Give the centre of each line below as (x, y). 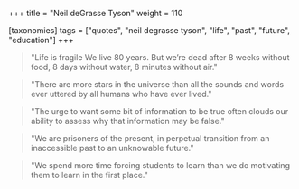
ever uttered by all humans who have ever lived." (121, 94)
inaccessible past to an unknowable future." (112, 148)
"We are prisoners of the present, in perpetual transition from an (150, 138)
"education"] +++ (41, 40)
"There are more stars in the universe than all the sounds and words (157, 84)
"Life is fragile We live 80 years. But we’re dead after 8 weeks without (160, 57)
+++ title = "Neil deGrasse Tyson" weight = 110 (96, 13)
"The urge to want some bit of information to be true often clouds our (159, 111)
